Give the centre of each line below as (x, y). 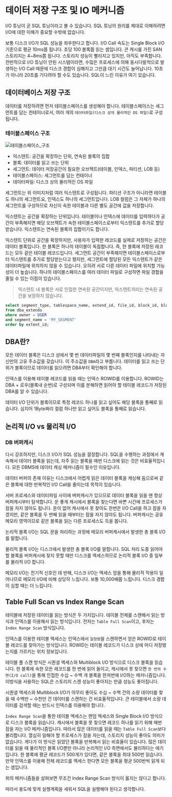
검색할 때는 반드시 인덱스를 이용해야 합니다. (62, 705)
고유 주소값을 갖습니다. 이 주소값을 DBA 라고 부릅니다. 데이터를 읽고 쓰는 (89, 361)
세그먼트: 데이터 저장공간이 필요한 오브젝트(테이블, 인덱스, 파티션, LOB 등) (86, 169)
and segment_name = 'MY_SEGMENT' (41, 320)
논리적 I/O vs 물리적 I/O (41, 426)
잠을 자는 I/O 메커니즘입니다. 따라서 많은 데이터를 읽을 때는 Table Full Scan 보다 (86, 729)
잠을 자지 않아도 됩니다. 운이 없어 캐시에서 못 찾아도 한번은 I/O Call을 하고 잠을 (83, 508)
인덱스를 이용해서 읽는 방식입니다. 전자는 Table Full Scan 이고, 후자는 (84, 621)
